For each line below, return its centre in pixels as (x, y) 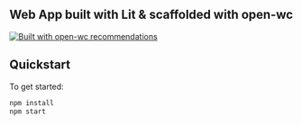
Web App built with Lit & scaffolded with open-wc (151, 15)
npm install (32, 103)
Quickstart (40, 65)
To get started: (37, 86)
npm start (28, 112)
